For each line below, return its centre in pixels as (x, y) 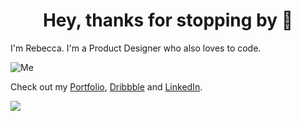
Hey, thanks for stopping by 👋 (168, 20)
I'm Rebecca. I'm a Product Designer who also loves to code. (136, 48)
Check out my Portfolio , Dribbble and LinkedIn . (106, 86)
